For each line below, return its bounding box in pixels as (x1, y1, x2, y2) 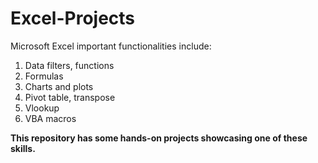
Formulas (24, 70, 64, 82)
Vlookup (24, 102, 60, 114)
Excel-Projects (10, 7, 136, 30)
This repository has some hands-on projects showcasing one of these (10, 132, 308, 144)
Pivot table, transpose (24, 91, 116, 103)
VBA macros (24, 112, 77, 124)
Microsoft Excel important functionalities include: (10, 40, 212, 52)
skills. (10, 142, 36, 154)
